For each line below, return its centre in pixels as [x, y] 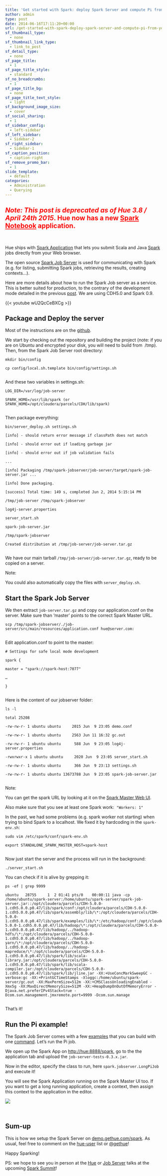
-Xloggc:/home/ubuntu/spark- [111, 978]
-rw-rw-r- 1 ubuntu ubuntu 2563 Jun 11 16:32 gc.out [65, 735]
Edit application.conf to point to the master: [49, 643]
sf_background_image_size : [33, 107]
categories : [17, 181]
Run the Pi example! [37, 1025]
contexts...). [17, 273]
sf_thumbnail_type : [25, 33]
